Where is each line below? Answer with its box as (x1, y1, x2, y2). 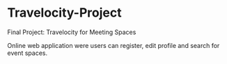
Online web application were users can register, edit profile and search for (7, 41, 220, 49)
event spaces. (7, 49, 47, 57)
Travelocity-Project (7, 5, 122, 21)
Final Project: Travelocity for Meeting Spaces (7, 28, 136, 36)
